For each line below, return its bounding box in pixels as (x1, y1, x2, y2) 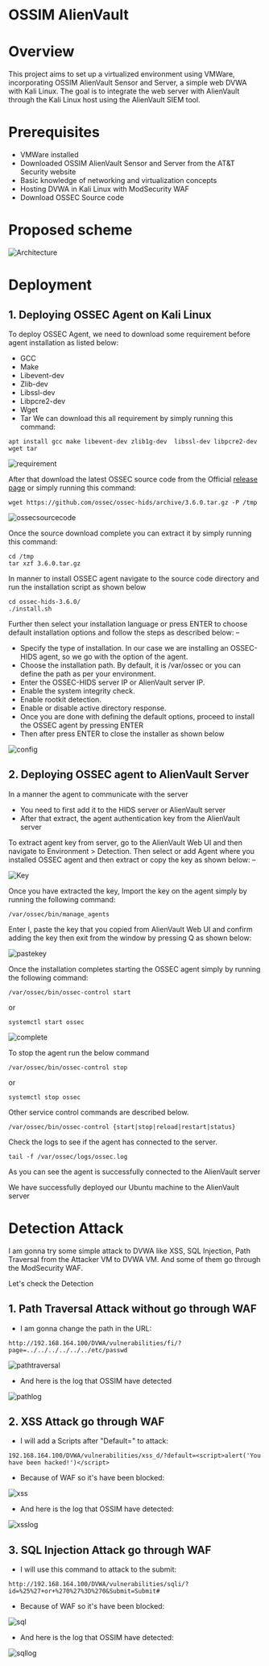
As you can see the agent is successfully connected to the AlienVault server (8, 1167, 261, 1177)
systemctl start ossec (8, 1018, 85, 1026)
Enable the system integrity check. (19, 686, 135, 695)
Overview (8, 43, 75, 61)
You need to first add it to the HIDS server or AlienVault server (19, 805, 226, 814)
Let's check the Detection (8, 1278, 94, 1288)
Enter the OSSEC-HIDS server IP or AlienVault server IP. (19, 677, 205, 687)
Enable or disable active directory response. (19, 703, 167, 713)
